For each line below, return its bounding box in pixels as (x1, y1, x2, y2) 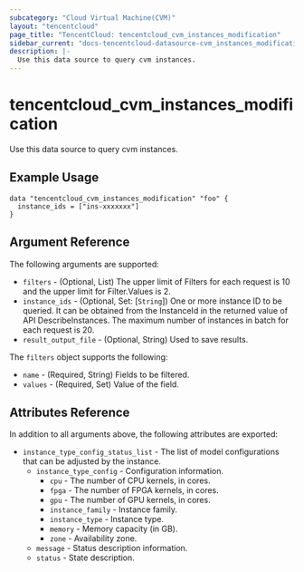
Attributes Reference (9, 404, 130, 420)
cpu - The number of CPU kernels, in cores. (49, 475, 211, 486)
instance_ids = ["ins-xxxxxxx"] (17, 201, 140, 211)
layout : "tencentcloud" (9, 22, 100, 31)
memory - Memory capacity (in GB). (49, 523, 178, 535)
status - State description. (35, 552, 136, 563)
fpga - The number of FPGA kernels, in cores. (49, 485, 219, 496)
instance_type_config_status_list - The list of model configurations (22, 446, 280, 458)
